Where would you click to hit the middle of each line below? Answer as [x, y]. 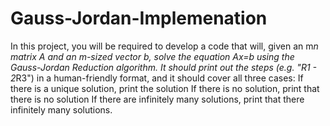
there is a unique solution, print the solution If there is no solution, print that [165, 88]
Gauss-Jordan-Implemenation [139, 18]
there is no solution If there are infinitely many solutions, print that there [157, 99]
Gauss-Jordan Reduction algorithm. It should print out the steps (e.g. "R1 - [163, 67]
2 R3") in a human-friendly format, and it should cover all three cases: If [157, 78]
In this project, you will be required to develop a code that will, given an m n [164, 46]
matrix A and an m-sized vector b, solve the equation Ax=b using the [152, 56]
